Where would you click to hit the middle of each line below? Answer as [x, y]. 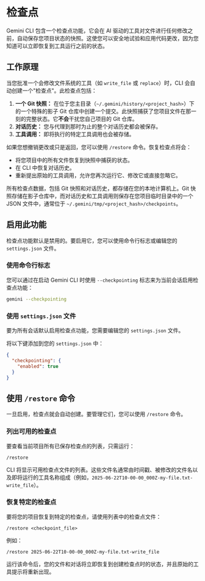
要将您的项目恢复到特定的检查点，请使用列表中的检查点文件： [84, 516]
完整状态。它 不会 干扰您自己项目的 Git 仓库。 [82, 119]
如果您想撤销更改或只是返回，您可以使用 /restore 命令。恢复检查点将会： [99, 147]
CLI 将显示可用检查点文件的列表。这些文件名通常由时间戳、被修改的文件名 [99, 470]
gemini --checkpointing [37, 299]
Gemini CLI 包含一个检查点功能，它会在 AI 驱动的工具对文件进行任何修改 [97, 31]
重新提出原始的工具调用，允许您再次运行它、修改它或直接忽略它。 [98, 175]
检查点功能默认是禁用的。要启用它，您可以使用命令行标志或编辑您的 [92, 240]
